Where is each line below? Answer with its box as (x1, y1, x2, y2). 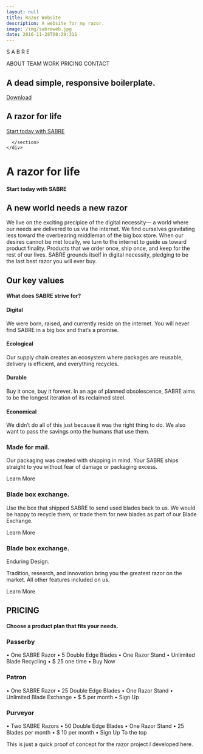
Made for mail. (6, 443, 50, 452)
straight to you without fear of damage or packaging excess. (6, 463, 158, 471)
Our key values (6, 275, 64, 286)
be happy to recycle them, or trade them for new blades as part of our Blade (6, 510, 197, 517)
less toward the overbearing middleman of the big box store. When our (6, 232, 184, 239)
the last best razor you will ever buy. (6, 258, 97, 265)
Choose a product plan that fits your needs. (6, 623, 119, 630)
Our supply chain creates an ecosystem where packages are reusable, (6, 353, 184, 361)
